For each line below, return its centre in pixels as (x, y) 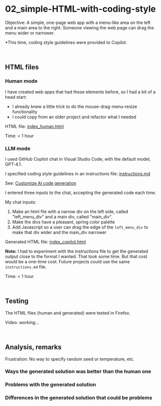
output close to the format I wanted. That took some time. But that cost (76, 256)
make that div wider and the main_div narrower (59, 232)
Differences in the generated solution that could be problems (79, 398)
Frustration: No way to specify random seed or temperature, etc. (70, 359)
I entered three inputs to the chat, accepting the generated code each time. (80, 192)
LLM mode (18, 149)
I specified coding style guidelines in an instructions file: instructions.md (78, 173)
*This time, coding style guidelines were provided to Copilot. (66, 42)
